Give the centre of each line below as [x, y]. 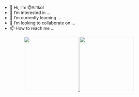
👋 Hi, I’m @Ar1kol [27, 7]
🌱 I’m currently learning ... [35, 18]
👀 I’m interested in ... [30, 13]
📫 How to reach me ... [32, 28]
